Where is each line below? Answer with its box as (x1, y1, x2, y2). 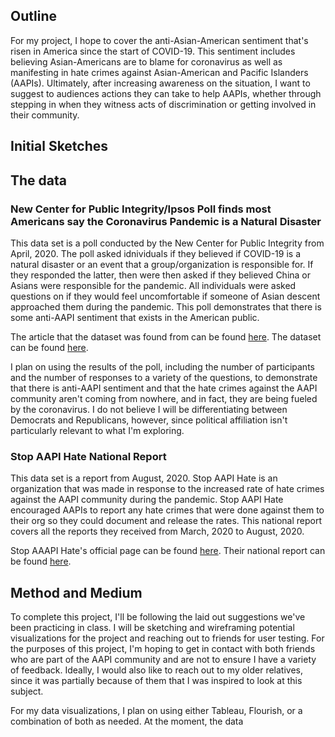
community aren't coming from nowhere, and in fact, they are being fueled (10, 392, 318, 404)
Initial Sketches (10, 138, 109, 155)
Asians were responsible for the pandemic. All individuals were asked (10, 279, 297, 291)
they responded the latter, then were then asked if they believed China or (10, 269, 312, 281)
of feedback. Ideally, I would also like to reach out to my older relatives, (10, 664, 304, 676)
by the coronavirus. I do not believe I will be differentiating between (10, 403, 288, 415)
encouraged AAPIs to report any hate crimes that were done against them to (10, 504, 325, 516)
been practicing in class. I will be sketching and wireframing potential (10, 622, 295, 633)
